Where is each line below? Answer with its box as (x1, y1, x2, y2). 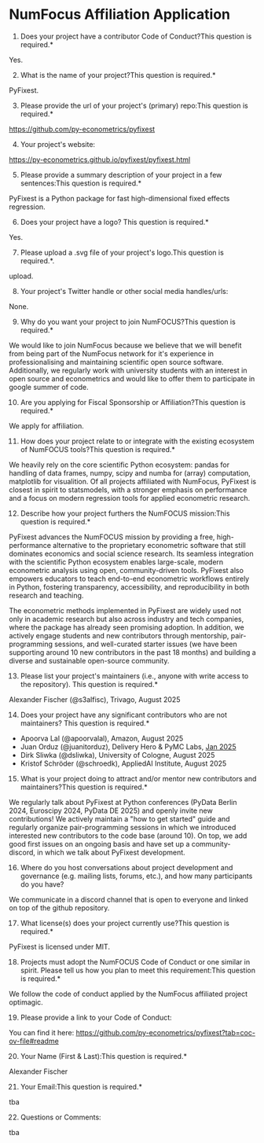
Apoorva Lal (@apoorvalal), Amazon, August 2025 (20, 733, 184, 743)
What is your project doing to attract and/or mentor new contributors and (20, 774, 257, 783)
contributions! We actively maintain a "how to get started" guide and (9, 814, 230, 823)
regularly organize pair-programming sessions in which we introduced (9, 822, 236, 832)
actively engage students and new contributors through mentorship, (9, 630, 229, 640)
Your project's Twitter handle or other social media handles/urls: (20, 286, 229, 296)
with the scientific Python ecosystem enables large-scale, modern (9, 557, 224, 567)
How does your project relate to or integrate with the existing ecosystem (20, 436, 255, 446)
